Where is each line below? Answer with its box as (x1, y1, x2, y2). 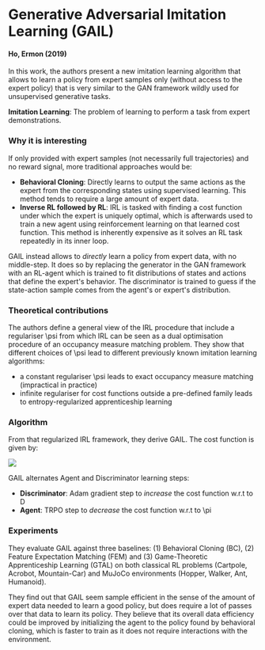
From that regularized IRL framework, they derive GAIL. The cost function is (8, 435, 255, 444)
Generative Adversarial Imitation (8, 6, 227, 24)
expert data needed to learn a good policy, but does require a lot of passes (8, 600, 252, 610)
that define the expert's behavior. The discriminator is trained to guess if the (8, 276, 256, 286)
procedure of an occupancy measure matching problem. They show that (8, 339, 244, 349)
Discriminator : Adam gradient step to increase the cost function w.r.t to (19, 488, 253, 498)
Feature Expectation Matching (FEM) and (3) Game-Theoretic (8, 552, 208, 561)
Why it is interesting (8, 135, 87, 146)
